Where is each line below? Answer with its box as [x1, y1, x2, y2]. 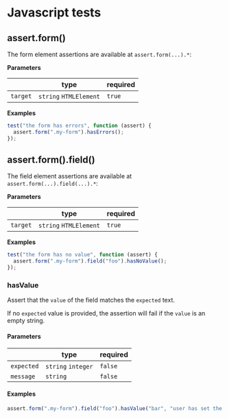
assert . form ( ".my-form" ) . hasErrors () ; [13, 128, 125, 135]
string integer [45, 362, 94, 370]
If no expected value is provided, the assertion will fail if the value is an [7, 309, 206, 318]
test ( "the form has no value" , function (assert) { [7, 252, 158, 259]
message [10, 372, 36, 380]
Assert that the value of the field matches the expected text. [7, 296, 175, 304]
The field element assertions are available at [7, 172, 132, 180]
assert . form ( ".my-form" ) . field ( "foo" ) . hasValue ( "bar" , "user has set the [7, 405, 223, 412]
